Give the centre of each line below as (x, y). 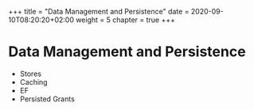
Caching (33, 82)
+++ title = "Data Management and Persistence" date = (99, 11)
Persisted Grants (47, 99)
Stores (31, 74)
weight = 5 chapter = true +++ (125, 20)
